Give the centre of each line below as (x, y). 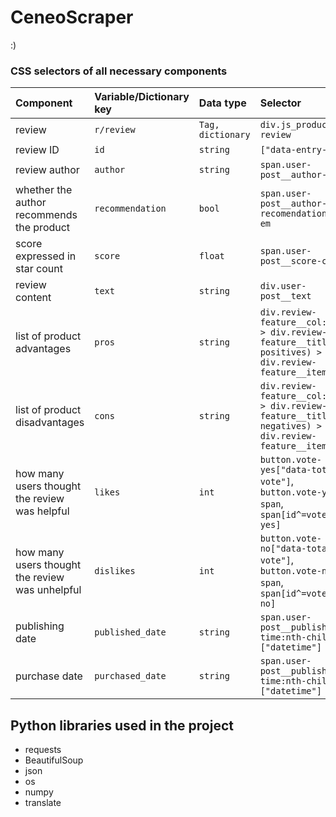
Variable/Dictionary (142, 97)
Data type (222, 103)
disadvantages (50, 423)
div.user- (283, 286)
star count (39, 269)
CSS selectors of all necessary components (119, 71)
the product (43, 228)
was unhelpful (48, 590)
